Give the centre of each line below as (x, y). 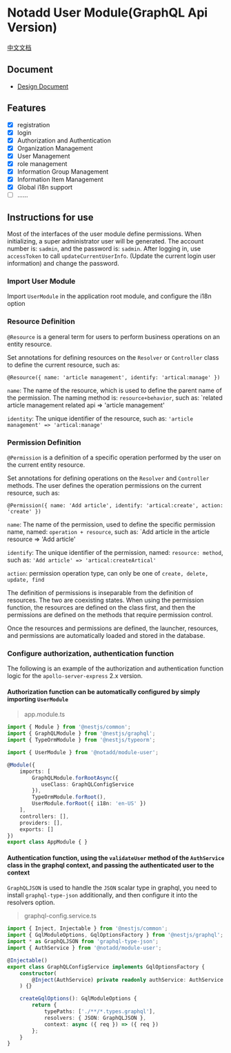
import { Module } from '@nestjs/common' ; (69, 727)
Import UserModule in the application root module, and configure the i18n (109, 296)
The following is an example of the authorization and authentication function (115, 668)
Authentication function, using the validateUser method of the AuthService (116, 858)
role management (42, 163)
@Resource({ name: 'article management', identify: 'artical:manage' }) (114, 377)
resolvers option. (31, 903)
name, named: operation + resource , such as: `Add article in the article (109, 531)
